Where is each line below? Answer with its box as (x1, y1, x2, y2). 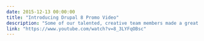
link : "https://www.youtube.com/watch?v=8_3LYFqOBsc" (6, 25, 147, 32)
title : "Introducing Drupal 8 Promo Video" (6, 14, 119, 20)
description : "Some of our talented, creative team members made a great (6, 20, 199, 26)
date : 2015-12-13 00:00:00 (6, 8, 75, 15)
